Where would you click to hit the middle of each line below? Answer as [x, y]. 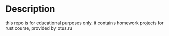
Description [30, 9]
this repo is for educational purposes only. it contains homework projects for [84, 23]
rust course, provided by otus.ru [39, 28]
